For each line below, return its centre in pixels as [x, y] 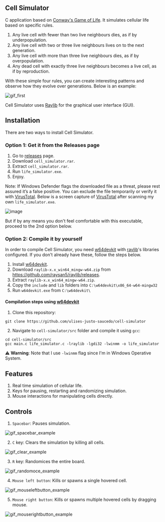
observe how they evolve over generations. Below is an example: [71, 86]
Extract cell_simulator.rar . [41, 166]
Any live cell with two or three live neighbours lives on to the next [78, 45]
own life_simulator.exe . [30, 202]
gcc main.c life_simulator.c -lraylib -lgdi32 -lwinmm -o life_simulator [82, 344]
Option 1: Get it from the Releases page [52, 145]
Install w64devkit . [30, 264]
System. [14, 358]
